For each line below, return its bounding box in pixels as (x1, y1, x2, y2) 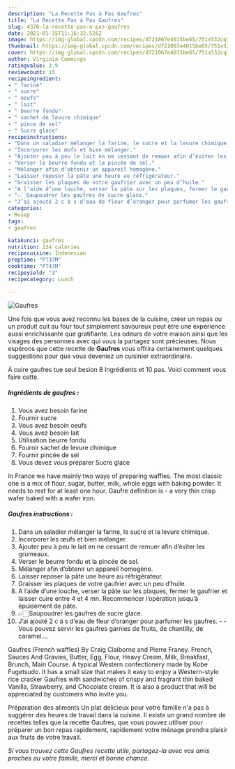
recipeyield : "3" (8, 269, 59, 276)
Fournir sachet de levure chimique (17, 443, 117, 451)
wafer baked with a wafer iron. (8, 493, 96, 502)
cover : (8, 50, 27, 57)
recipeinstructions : (8, 133, 68, 140)
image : (8, 36, 27, 43)
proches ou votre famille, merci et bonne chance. (8, 754, 149, 762)
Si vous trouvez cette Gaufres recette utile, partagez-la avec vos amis (8, 746, 210, 754)
